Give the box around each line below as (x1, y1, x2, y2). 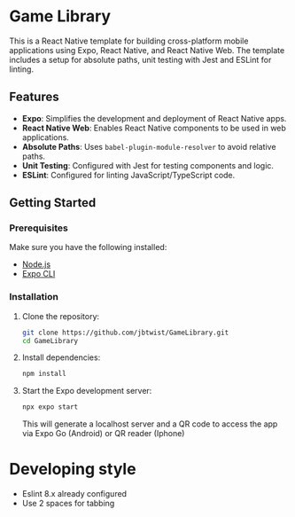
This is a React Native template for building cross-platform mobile (9, 35, 249, 46)
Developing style (9, 459, 136, 480)
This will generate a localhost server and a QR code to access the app (21, 419, 278, 429)
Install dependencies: (21, 352, 101, 363)
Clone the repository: (21, 310, 100, 321)
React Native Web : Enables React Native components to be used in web (21, 122, 286, 133)
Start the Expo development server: (21, 386, 152, 396)
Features (9, 90, 59, 105)
